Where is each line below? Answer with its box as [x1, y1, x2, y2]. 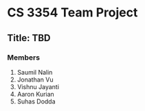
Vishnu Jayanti [16, 82, 60, 90]
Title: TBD [7, 32, 51, 44]
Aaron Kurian [16, 90, 55, 98]
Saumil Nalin [16, 68, 53, 76]
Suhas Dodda [16, 97, 56, 106]
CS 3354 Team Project [7, 5, 138, 21]
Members [7, 53, 40, 62]
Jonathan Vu [16, 75, 54, 84]
